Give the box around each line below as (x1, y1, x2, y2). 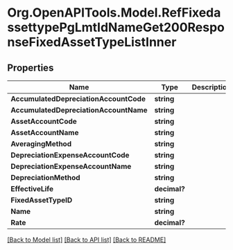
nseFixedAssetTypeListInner (7, 35, 177, 50)
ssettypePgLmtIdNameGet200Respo (7, 19, 225, 35)
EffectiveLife (10, 184, 54, 193)
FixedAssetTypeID (10, 195, 73, 205)
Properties (7, 62, 54, 73)
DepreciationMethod (10, 173, 81, 182)
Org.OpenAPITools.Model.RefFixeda (7, 5, 221, 21)
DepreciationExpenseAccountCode (10, 150, 130, 160)
